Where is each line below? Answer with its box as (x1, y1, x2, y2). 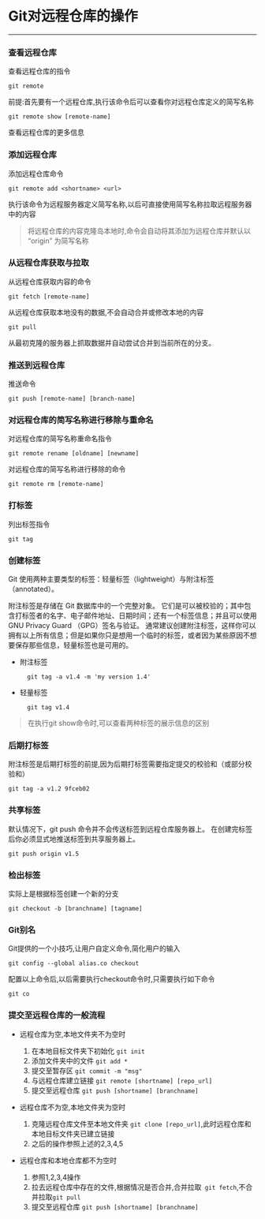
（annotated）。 (8, 585, 59, 594)
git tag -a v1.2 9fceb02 (8, 785, 90, 793)
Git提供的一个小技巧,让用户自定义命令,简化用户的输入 (8, 944, 181, 953)
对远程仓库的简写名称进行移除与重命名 (8, 415, 154, 426)
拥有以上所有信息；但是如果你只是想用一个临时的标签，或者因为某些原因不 (8, 630, 250, 640)
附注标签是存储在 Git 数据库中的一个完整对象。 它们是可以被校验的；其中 (8, 601, 244, 611)
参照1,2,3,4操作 (31, 1172, 81, 1182)
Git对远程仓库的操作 (8, 7, 138, 25)
